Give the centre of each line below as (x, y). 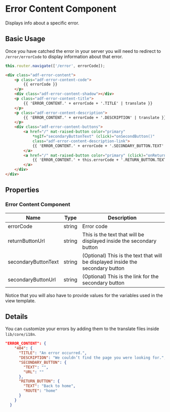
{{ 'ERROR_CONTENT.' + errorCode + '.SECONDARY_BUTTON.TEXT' (98, 146)
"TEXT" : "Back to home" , (50, 386)
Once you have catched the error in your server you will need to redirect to (83, 51)
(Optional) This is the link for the (120, 276)
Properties (22, 190)
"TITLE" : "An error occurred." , (53, 353)
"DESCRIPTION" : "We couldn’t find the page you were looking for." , (92, 358)
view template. (20, 301)
